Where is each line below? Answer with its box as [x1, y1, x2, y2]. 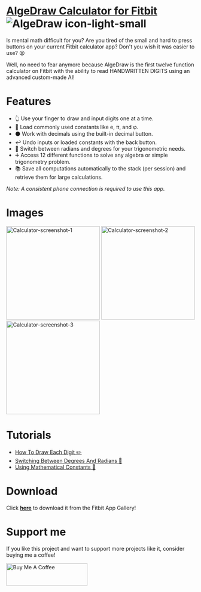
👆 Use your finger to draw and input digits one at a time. [14, 115, 154, 122]
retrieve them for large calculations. [14, 173, 103, 181]
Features [6, 94, 51, 108]
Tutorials [6, 429, 51, 442]
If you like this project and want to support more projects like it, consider [6, 545, 185, 552]
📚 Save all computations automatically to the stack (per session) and [14, 164, 186, 172]
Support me [6, 525, 66, 539]
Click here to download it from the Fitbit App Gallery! [6, 504, 136, 511]
